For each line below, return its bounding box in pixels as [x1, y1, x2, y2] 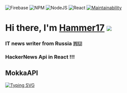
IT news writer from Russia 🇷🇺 [5, 40, 82, 47]
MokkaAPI [5, 69, 39, 77]
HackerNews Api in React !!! [5, 53, 75, 60]
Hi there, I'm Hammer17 [5, 22, 105, 33]
